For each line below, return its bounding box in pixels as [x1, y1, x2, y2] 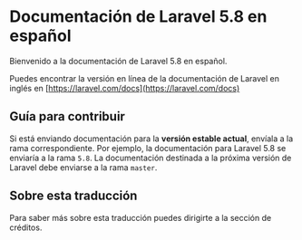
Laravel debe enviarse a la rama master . [9, 161, 158, 173]
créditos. [9, 222, 43, 233]
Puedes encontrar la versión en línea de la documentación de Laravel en [9, 72, 279, 83]
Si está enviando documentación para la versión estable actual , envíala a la [9, 133, 294, 144]
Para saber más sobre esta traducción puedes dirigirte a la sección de [9, 212, 272, 223]
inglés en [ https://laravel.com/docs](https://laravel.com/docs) [9, 82, 240, 93]
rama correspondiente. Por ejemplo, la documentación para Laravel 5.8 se [9, 142, 287, 153]
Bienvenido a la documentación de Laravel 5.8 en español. [9, 55, 228, 66]
